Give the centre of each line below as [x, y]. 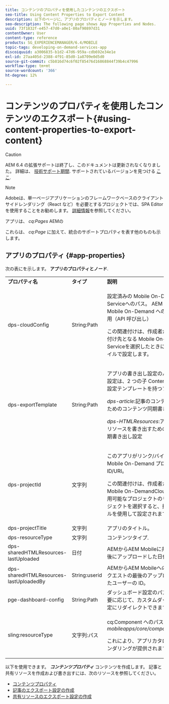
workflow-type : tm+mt [28, 66]
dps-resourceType [30, 537]
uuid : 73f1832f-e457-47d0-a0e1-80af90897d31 [53, 29]
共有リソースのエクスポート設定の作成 [52, 696]
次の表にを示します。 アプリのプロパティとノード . [57, 268]
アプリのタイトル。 [130, 528]
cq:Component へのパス [135, 622]
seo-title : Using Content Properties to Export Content [65, 15]
